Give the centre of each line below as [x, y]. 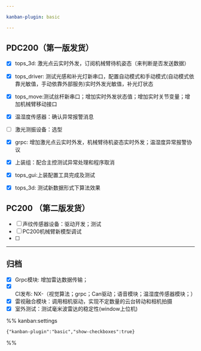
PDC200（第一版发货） [50, 48]
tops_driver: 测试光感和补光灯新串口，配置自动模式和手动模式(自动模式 [102, 76]
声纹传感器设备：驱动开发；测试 [62, 224]
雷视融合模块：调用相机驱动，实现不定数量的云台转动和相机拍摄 [93, 301]
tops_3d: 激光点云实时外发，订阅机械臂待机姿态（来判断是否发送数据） [102, 63]
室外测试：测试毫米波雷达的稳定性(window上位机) [76, 309]
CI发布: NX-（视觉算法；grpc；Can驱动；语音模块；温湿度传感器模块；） [105, 294]
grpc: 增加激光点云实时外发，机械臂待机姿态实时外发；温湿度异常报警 [101, 142]
